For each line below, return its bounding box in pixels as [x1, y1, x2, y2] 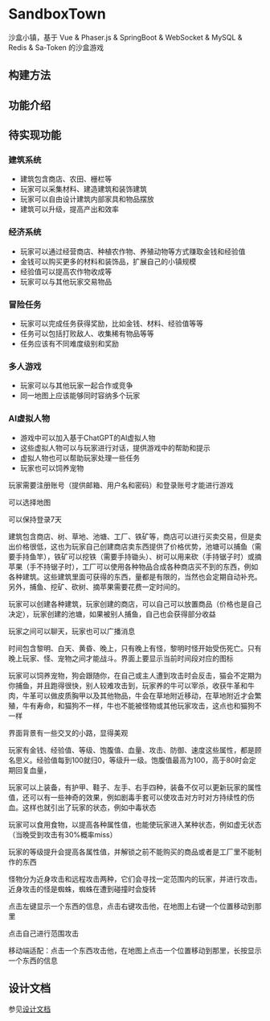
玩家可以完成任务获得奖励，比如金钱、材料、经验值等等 [19, 319, 203, 328]
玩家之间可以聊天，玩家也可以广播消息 [8, 626, 135, 636]
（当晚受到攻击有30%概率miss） [8, 829, 117, 839]
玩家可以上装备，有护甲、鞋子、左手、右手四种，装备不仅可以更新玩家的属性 [8, 782, 262, 792]
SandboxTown [8, 5, 106, 23]
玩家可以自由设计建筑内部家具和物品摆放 [19, 194, 154, 204]
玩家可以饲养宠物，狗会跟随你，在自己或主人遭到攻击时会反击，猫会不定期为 [8, 670, 262, 680]
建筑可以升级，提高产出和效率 [19, 205, 119, 214]
